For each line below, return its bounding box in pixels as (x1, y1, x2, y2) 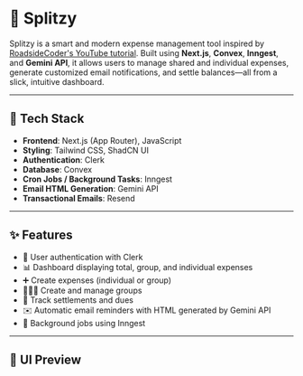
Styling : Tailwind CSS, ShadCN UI (22, 145, 150, 155)
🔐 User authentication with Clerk (22, 251, 143, 262)
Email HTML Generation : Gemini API (22, 183, 160, 193)
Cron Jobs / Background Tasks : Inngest (22, 174, 173, 184)
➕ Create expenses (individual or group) (22, 275, 172, 286)
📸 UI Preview (9, 352, 82, 367)
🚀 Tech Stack (9, 111, 85, 127)
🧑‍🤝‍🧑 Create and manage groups (22, 285, 142, 296)
